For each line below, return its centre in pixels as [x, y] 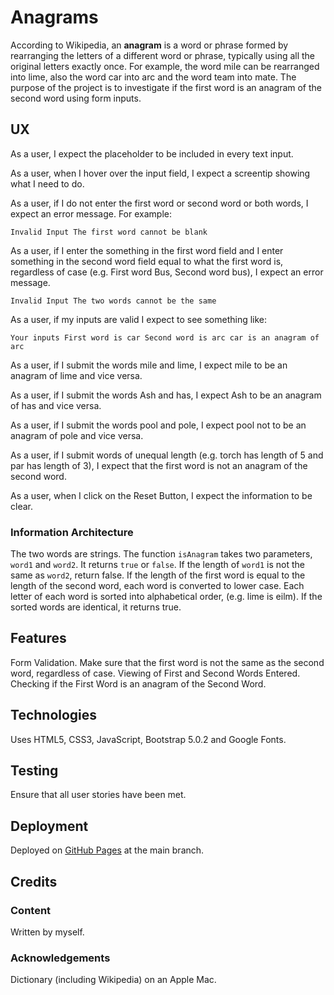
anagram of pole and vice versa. [77, 435]
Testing [34, 771]
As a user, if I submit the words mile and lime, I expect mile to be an [149, 365]
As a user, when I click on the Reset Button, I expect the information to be [161, 495]
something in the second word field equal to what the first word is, [147, 261]
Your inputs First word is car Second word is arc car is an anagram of [165, 337]
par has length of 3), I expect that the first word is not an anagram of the [159, 465]
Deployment [49, 826]
